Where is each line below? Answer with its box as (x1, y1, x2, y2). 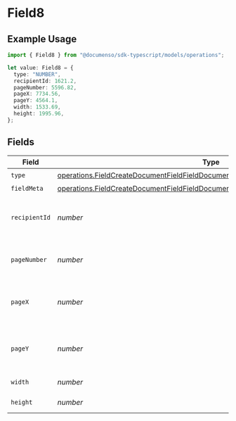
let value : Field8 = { (7, 64, 74, 71)
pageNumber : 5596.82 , (13, 84, 77, 91)
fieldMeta (11, 184, 44, 192)
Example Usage (7, 33, 77, 45)
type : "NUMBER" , (13, 70, 61, 78)
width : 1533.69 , (13, 103, 61, 111)
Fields (7, 136, 35, 149)
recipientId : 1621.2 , (13, 77, 77, 84)
